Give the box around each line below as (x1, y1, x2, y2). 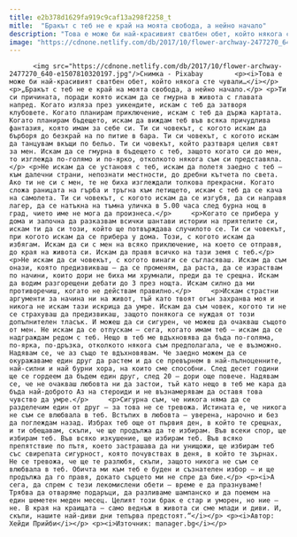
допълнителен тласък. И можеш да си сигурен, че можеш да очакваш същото (9, 318, 287, 327)
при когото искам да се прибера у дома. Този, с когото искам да (9, 232, 255, 242)
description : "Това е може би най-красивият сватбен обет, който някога (9, 29, 283, 38)
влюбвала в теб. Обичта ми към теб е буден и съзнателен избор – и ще (9, 465, 275, 474)
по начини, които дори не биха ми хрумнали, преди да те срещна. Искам (9, 271, 278, 280)
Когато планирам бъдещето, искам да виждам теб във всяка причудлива (9, 116, 271, 125)
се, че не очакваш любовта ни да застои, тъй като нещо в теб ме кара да (9, 380, 287, 389)
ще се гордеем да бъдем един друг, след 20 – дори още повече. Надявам (9, 372, 278, 381)
